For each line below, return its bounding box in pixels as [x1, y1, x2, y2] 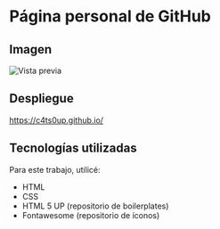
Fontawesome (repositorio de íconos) [21, 209, 160, 220]
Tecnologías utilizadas [9, 141, 137, 156]
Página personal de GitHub [9, 6, 212, 27]
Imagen [9, 42, 53, 57]
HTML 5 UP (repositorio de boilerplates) [21, 200, 169, 211]
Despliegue [9, 91, 74, 106]
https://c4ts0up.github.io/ [9, 114, 104, 126]
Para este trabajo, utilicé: [9, 164, 101, 175]
